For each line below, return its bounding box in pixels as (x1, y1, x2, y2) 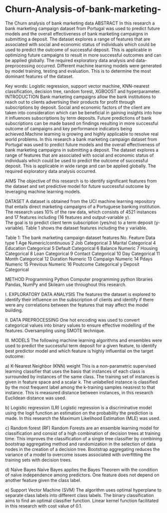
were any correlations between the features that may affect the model (5, 302, 149, 308)
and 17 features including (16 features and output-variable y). (5, 214, 131, 220)
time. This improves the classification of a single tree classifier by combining (5, 435, 163, 441)
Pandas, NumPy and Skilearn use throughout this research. (5, 282, 127, 288)
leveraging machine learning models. (5, 188, 81, 194)
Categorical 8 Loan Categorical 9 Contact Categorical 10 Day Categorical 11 (5, 250, 161, 256)
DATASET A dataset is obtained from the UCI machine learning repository (5, 198, 156, 204)
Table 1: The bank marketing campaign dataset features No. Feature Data (5, 234, 156, 240)
